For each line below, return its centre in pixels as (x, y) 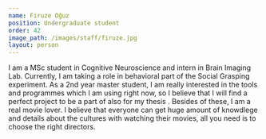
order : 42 (25, 30)
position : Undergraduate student (64, 23)
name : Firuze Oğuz (39, 15)
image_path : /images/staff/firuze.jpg (73, 38)
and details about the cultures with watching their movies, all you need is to (132, 118)
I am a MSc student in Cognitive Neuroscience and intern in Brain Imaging (130, 68)
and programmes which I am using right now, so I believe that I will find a (128, 93)
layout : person (34, 45)
